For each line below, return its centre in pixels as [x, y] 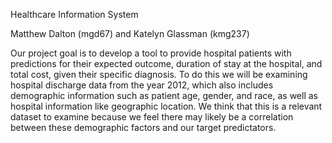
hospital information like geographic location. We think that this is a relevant [166, 106]
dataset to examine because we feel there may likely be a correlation [152, 117]
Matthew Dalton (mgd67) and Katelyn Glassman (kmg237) [130, 33]
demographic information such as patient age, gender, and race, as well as [164, 95]
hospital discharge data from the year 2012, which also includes [142, 85]
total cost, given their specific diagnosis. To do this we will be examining [159, 74]
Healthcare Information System [74, 14]
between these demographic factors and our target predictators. [143, 127]
